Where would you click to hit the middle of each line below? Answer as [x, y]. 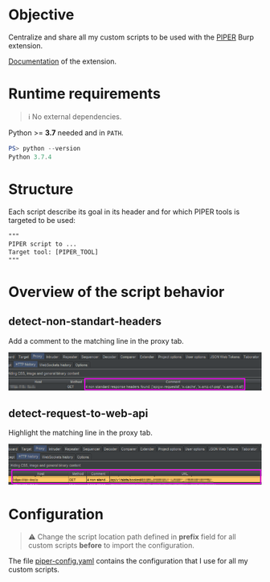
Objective [41, 15]
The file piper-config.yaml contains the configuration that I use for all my [128, 560]
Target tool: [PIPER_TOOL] [53, 252]
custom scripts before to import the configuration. [111, 545]
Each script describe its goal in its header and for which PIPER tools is [124, 212]
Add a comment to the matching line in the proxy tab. [96, 341]
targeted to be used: [42, 220]
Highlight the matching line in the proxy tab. [80, 433]
